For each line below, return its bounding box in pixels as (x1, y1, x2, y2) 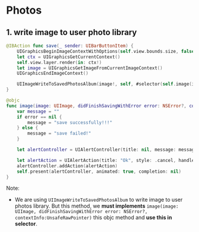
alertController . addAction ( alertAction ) (17, 163, 118, 169)
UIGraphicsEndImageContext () (17, 71, 89, 77)
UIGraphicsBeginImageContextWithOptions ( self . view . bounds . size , (17, 48, 179, 54)
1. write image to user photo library (6, 27, 137, 37)
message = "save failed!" (27, 131, 92, 136)
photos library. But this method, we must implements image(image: (14, 202, 179, 209)
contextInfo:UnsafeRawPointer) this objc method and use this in (14, 214, 172, 221)
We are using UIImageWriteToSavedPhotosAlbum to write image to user (14, 196, 183, 204)
